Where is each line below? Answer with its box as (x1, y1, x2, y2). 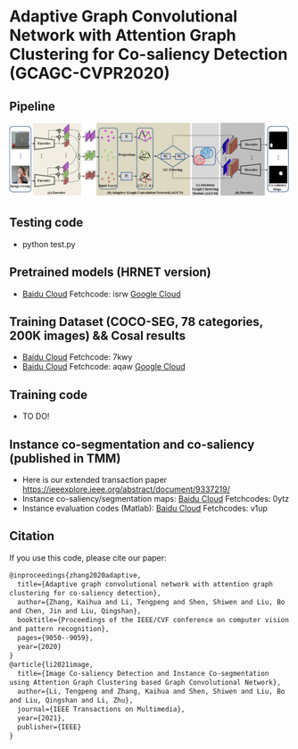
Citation (9, 528, 55, 544)
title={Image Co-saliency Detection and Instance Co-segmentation (17, 669, 269, 678)
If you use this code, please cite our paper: (9, 552, 167, 563)
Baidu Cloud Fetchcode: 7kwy (21, 352, 133, 362)
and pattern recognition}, (9, 624, 110, 633)
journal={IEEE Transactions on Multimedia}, (17, 704, 186, 713)
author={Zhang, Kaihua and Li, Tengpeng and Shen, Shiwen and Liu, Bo (17, 597, 286, 606)
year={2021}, (17, 713, 66, 722)
